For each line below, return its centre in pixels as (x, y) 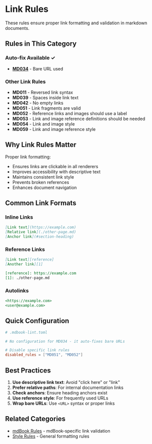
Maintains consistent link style (43, 177)
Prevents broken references (41, 182)
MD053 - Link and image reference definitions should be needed (78, 119)
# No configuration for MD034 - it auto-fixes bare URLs (65, 341)
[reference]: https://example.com (41, 273)
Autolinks (17, 290)
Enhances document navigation (45, 188)
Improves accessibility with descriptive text (56, 172)
